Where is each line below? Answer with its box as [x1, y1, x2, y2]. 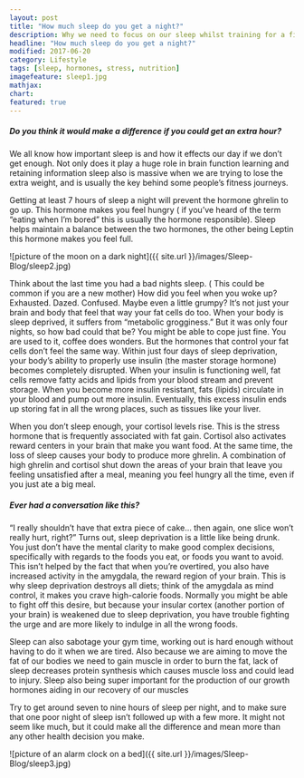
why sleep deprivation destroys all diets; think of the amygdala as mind [9, 580, 274, 591]
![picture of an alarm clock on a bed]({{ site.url [9, 749, 183, 760]
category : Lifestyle [9, 55, 88, 64]
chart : [9, 89, 34, 98]
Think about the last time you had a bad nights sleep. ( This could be [9, 278, 265, 289]
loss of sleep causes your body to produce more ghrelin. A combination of [9, 450, 287, 461]
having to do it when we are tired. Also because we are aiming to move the [9, 646, 288, 657]
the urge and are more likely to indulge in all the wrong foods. [9, 618, 238, 630]
